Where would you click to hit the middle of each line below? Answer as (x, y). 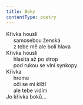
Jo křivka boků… (26, 96)
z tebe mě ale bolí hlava (42, 46)
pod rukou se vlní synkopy (45, 65)
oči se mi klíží (30, 84)
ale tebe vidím (30, 90)
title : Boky (21, 12)
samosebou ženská (37, 40)
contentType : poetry (31, 17)
